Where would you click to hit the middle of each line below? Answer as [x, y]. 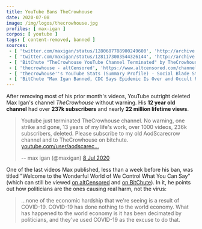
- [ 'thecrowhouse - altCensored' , [53, 68]
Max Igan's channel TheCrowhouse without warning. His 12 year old [91, 102]
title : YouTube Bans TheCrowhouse [50, 12]
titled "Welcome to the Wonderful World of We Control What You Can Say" [98, 176]
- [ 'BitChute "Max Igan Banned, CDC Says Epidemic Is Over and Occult [100, 79]
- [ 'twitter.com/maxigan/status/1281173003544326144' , [80, 57]
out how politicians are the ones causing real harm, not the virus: [87, 189]
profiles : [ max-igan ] [36, 29]
